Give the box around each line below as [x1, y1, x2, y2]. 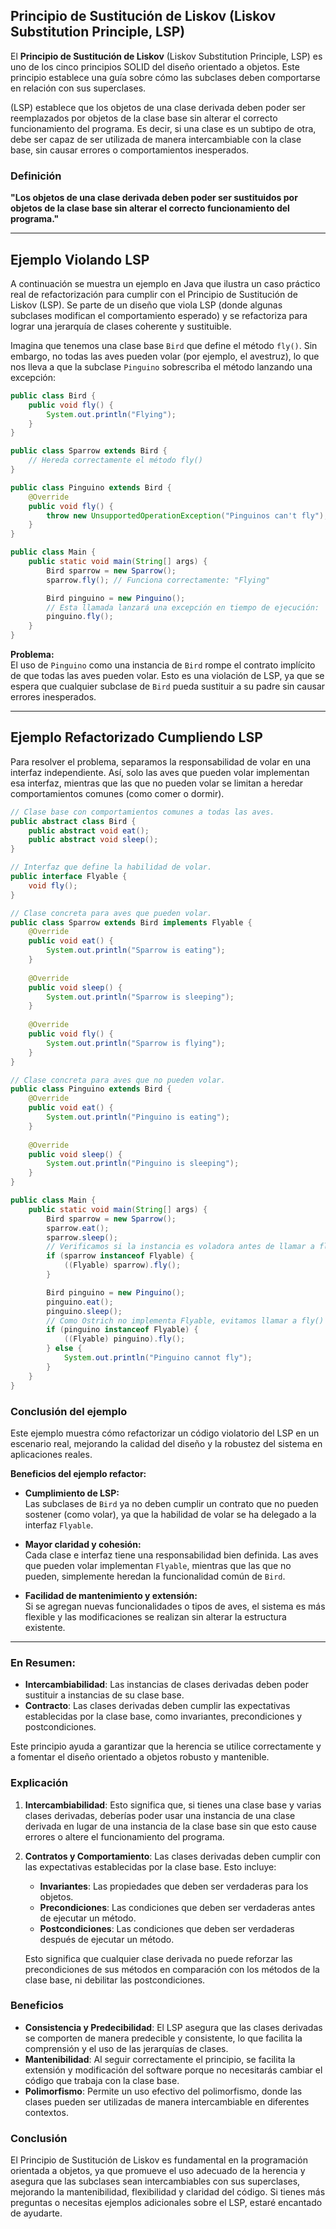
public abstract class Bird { [10, 816, 137, 826]
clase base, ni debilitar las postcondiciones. [24, 1974, 206, 1986]
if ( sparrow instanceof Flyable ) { [46, 1251, 195, 1261]
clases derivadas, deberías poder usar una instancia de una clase [24, 1809, 296, 1821]
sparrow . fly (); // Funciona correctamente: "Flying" [46, 575, 271, 585]
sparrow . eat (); [46, 1223, 110, 1233]
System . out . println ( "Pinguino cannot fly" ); [63, 1353, 253, 1363]
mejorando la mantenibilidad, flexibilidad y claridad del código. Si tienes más [10, 2186, 326, 2198]
